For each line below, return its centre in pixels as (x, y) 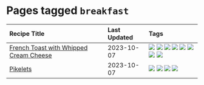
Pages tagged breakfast (68, 11)
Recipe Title (27, 33)
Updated (121, 37)
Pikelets (21, 69)
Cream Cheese (31, 55)
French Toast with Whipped (49, 47)
